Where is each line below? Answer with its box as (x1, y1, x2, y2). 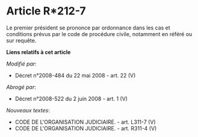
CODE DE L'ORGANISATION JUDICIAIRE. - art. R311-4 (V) (14, 124, 157, 132)
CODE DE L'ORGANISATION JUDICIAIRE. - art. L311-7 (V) (14, 118, 156, 126)
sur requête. (6, 37, 37, 44)
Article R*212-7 (6, 4, 86, 18)
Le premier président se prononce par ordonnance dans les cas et (6, 24, 170, 31)
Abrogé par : (6, 83, 36, 91)
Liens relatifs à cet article (6, 48, 71, 55)
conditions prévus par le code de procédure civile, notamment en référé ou (6, 30, 193, 37)
